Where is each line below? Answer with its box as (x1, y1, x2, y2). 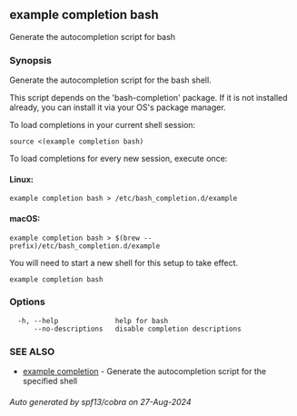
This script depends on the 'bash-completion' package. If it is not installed (9, 93, 288, 104)
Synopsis (9, 54, 52, 66)
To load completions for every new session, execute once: (9, 154, 228, 164)
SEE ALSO (9, 345, 55, 358)
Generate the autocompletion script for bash (9, 31, 175, 42)
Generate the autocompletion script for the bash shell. (9, 74, 212, 85)
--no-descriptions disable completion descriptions (33, 324, 243, 333)
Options (9, 295, 45, 308)
